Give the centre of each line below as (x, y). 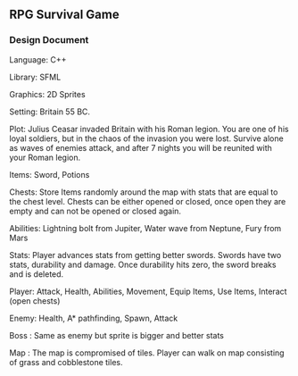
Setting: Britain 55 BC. (50, 112)
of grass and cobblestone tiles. (66, 362)
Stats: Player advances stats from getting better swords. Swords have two (145, 255)
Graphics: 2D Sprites (48, 94)
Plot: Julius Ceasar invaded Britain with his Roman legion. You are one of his (149, 129)
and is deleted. (37, 274)
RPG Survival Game (64, 15)
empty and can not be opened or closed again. (95, 211)
